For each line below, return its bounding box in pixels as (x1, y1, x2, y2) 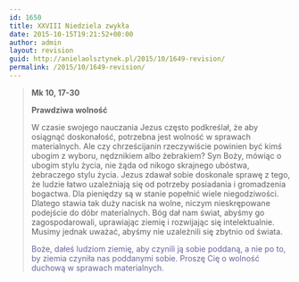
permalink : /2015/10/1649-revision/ (9, 63, 145, 72)
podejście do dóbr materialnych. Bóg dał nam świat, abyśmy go (30, 207, 265, 218)
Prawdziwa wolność (30, 104, 108, 115)
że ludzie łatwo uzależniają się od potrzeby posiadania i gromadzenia (30, 178, 287, 189)
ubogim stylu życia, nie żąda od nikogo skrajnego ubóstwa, (30, 160, 250, 170)
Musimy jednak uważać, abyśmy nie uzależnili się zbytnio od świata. (30, 226, 283, 236)
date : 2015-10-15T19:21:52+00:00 (9, 29, 134, 38)
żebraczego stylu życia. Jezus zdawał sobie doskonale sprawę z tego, (30, 169, 291, 179)
